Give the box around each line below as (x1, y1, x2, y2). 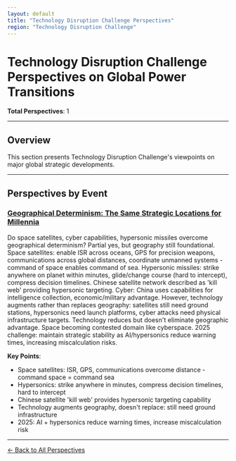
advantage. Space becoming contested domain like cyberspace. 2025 (7, 323, 211, 331)
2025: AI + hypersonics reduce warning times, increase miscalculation (17, 417, 222, 426)
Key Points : (7, 352, 41, 360)
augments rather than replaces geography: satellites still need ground (7, 300, 209, 309)
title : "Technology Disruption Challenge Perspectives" (7, 17, 174, 24)
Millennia (7, 217, 40, 227)
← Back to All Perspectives (7, 445, 86, 454)
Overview (7, 134, 51, 146)
